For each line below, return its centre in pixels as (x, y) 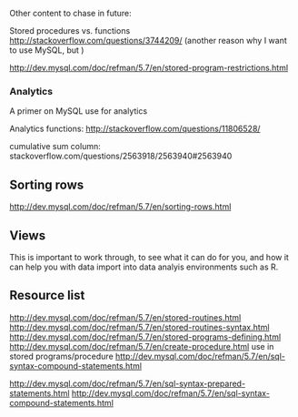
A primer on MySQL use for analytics (79, 111)
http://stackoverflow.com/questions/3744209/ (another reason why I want (149, 41)
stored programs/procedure (61, 356)
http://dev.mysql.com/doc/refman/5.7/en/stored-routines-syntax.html (139, 327)
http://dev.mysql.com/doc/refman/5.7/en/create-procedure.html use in (142, 346)
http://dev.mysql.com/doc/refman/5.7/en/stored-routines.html (125, 317)
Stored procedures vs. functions (70, 31)
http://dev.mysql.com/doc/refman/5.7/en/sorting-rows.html (120, 207)
